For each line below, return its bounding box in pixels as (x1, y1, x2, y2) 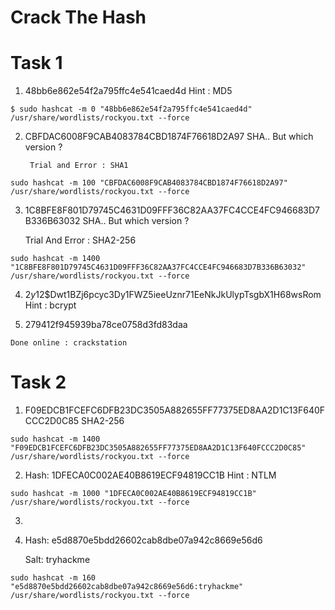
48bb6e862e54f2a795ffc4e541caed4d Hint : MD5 (24, 85, 233, 97)
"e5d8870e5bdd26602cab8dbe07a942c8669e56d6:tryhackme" (10, 582, 244, 592)
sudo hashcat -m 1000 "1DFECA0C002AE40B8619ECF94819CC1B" (10, 489, 257, 499)
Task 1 (10, 52, 63, 75)
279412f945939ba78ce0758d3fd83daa (24, 319, 188, 331)
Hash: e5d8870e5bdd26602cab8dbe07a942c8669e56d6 (24, 534, 263, 546)
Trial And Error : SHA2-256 (24, 234, 137, 246)
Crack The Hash (10, 6, 147, 29)
